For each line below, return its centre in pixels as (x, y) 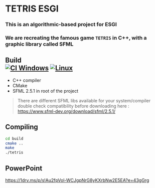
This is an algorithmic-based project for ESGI (61, 25)
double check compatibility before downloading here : (73, 106)
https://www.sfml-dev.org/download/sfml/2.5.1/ (66, 111)
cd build (14, 138)
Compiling (22, 127)
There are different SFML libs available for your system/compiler (84, 100)
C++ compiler (27, 80)
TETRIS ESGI (32, 9)
